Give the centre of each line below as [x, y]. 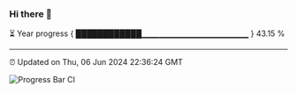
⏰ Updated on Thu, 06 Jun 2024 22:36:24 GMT [96, 62]
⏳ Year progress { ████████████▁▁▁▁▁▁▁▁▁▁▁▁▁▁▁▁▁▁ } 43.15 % [147, 33]
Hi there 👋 [31, 14]
